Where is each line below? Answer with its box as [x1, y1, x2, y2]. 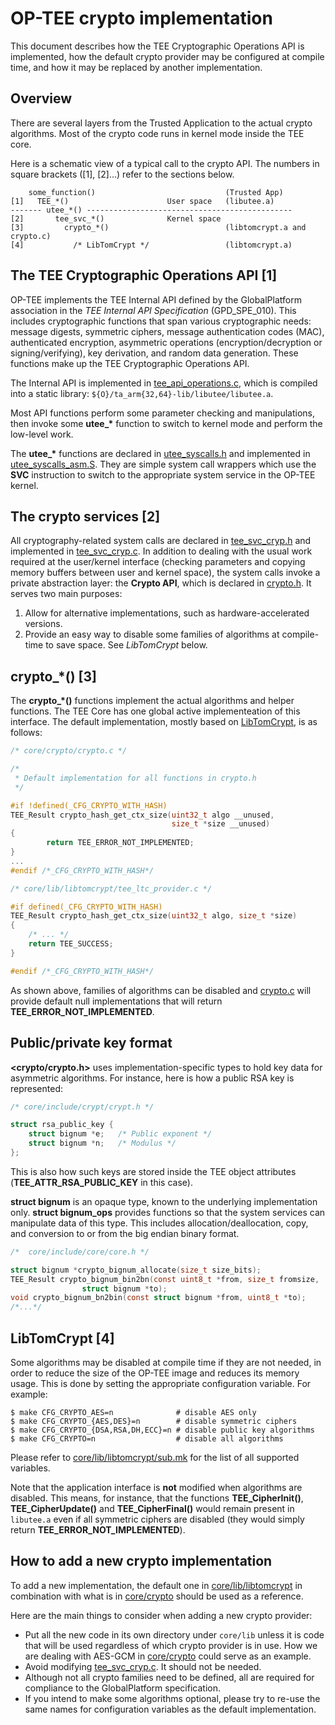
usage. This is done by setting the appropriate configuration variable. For [10, 1377, 312, 1389]
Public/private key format [10, 1035, 173, 1052]
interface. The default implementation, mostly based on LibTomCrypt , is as [10, 716, 318, 728]
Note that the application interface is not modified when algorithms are [10, 1481, 303, 1493]
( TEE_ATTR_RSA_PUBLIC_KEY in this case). [10, 1176, 193, 1188]
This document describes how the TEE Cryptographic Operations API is [10, 40, 305, 52]
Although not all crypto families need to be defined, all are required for [24, 1671, 315, 1683]
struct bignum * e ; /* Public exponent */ [28, 1129, 213, 1139]
